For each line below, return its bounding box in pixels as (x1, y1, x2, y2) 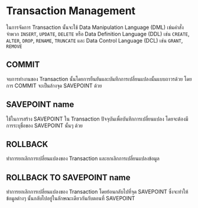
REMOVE (6, 43, 22, 50)
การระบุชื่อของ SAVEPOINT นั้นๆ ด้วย (6, 122, 83, 129)
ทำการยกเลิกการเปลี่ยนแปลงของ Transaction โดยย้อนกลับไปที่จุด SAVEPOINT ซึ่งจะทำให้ (6, 188, 189, 196)
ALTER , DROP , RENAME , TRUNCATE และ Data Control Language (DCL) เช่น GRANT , (6, 37, 183, 44)
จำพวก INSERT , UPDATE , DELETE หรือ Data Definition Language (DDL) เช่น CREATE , (6, 30, 190, 37)
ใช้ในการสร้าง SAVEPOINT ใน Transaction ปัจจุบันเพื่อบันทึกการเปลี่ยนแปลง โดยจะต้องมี (6, 115, 189, 122)
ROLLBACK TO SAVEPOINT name (6, 173, 131, 183)
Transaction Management (6, 4, 136, 18)
